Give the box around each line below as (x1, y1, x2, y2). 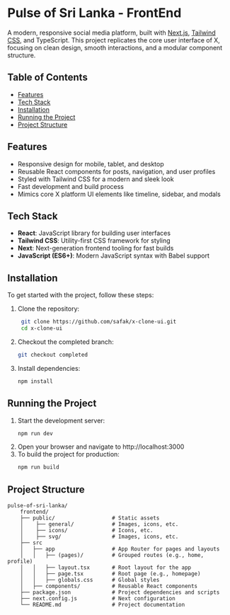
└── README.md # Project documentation (20, 602, 185, 609)
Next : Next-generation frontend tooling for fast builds (17, 244, 174, 253)
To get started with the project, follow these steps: (7, 291, 154, 299)
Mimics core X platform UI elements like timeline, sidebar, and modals (17, 190, 221, 198)
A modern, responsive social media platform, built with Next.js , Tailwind (7, 28, 216, 37)
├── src (20, 539, 42, 546)
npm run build (17, 464, 59, 471)
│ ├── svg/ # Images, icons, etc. (20, 533, 179, 541)
